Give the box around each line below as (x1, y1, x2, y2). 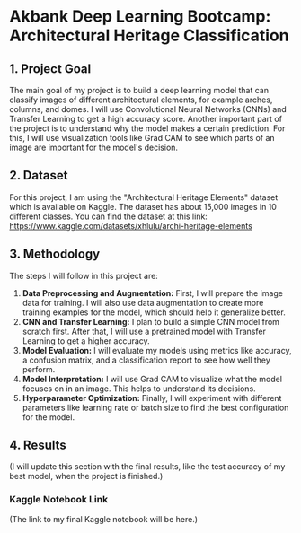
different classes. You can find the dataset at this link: (9, 211, 208, 222)
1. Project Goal (9, 61, 92, 76)
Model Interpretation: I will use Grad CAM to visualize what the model (22, 373, 283, 384)
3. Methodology (9, 247, 101, 262)
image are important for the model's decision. (9, 142, 178, 153)
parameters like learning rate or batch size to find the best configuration (22, 402, 289, 413)
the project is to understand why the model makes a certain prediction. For (9, 123, 286, 134)
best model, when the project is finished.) (9, 471, 164, 482)
